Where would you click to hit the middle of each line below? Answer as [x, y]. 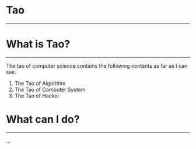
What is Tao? [38, 44]
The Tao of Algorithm [40, 83]
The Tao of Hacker [37, 96]
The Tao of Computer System [50, 89]
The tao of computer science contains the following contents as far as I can [97, 65]
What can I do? [43, 119]
